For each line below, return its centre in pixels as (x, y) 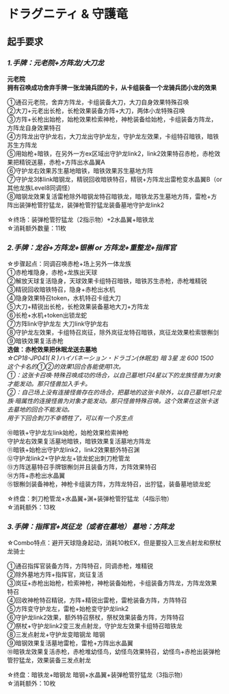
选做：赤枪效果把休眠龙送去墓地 (52, 350)
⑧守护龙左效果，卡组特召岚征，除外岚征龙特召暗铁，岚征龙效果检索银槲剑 (113, 333)
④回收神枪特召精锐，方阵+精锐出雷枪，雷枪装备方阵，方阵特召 (97, 600)
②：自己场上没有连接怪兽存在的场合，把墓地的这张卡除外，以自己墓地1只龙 (114, 392)
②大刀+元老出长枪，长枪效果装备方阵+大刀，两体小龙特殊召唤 (96, 110)
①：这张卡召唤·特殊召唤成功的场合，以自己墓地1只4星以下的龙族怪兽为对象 (114, 375)
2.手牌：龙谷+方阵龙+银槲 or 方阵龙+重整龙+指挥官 (92, 248)
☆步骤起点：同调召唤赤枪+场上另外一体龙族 (69, 264)
